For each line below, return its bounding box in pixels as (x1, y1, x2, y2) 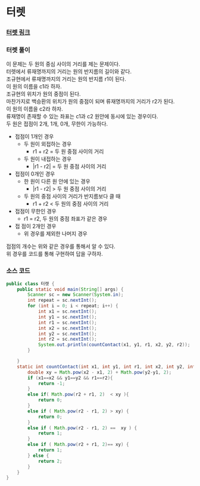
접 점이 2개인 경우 (14, 222, 57, 230)
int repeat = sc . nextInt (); (27, 297, 97, 304)
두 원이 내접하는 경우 (23, 155, 72, 163)
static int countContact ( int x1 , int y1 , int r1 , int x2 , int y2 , (17, 363, 185, 369)
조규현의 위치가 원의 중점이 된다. (6, 90, 82, 97)
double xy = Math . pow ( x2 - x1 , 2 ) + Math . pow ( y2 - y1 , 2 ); (27, 369, 172, 375)
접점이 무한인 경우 (14, 207, 57, 215)
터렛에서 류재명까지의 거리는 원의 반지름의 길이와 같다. (6, 68, 132, 75)
